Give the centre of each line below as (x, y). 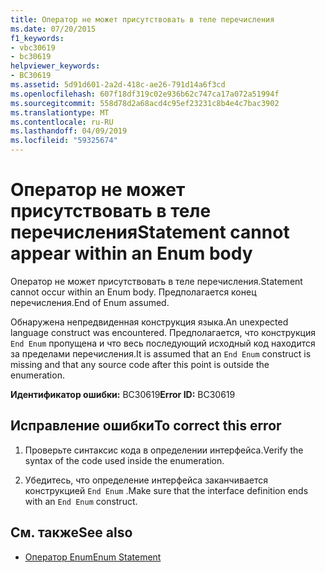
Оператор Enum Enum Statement (93, 557)
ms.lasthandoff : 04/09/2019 (69, 131)
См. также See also (71, 532)
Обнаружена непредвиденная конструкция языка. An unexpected (149, 322)
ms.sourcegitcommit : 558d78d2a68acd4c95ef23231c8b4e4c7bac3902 (145, 103)
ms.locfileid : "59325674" (64, 141)
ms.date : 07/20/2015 (53, 29)
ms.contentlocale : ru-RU (62, 122)
